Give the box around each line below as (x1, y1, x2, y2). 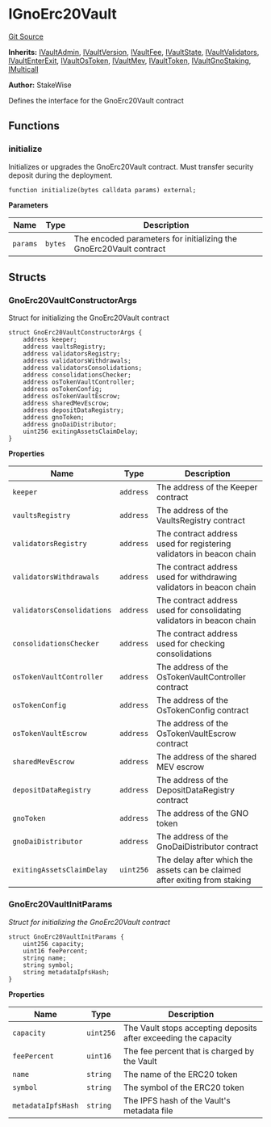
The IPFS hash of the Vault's (123, 1095, 231, 1106)
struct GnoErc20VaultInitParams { (8, 932, 125, 941)
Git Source (8, 32, 44, 41)
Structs (8, 271, 47, 284)
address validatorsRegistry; (23, 350, 121, 358)
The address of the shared (156, 751, 256, 763)
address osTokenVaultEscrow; (23, 393, 121, 401)
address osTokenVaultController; (23, 378, 135, 386)
